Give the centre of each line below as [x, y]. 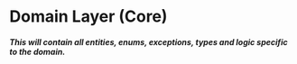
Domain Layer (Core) [88, 17]
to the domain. [37, 51]
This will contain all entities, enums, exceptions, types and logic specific [148, 41]
